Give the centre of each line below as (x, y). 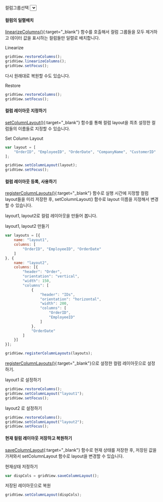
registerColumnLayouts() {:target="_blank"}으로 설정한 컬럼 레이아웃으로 (76, 363)
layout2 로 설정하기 (24, 408)
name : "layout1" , (31, 240)
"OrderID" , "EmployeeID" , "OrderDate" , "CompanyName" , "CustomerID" (85, 152)
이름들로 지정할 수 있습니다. (44, 129)
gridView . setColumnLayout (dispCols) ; (43, 495)
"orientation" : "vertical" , (51, 276)
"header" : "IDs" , (58, 295)
